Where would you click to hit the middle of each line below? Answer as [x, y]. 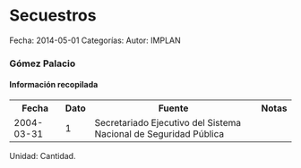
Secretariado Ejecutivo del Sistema [168, 123]
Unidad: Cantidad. [43, 156]
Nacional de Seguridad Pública [159, 134]
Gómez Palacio [43, 63]
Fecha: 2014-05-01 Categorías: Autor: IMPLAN [95, 40]
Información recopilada [54, 85]
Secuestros [53, 16]
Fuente [173, 108]
